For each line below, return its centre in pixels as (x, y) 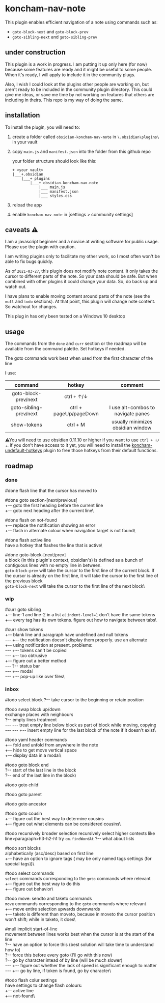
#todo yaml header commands (36, 740)
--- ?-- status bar (23, 666)
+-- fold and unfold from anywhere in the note (52, 745)
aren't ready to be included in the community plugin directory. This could (79, 89)
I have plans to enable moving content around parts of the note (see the (78, 296)
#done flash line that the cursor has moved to (51, 490)
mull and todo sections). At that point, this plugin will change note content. (80, 301)
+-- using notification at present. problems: (49, 645)
